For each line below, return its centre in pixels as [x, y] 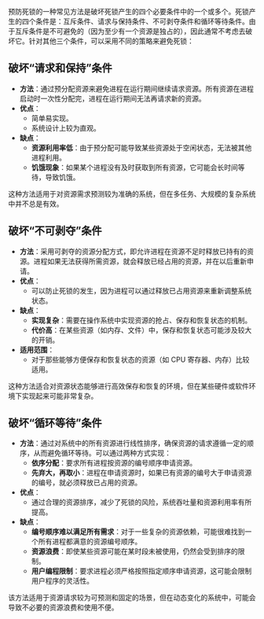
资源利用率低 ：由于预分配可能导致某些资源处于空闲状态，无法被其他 [141, 147]
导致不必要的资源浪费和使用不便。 [63, 607]
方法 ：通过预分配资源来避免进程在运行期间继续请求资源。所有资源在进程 [136, 88]
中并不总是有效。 [36, 204]
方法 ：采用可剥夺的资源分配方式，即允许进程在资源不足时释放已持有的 [133, 251]
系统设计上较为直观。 [66, 127]
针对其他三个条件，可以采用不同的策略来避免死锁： [111, 41]
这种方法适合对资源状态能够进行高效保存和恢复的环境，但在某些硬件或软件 [128, 386]
